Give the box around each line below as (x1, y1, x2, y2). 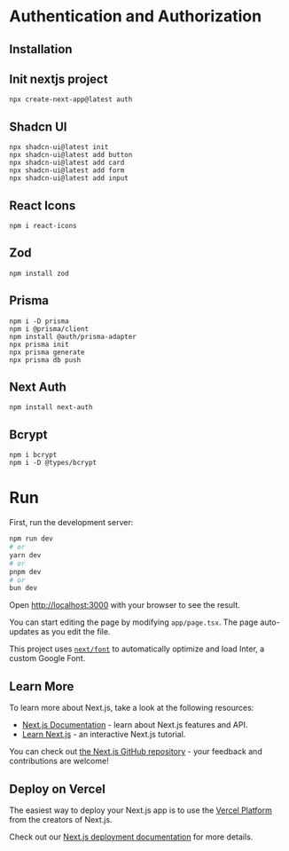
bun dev (9, 584, 38, 593)
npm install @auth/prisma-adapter (9, 332, 137, 341)
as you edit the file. (41, 626, 111, 637)
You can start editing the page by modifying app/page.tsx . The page (9, 617, 259, 627)
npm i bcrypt (9, 451, 58, 460)
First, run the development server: (9, 517, 134, 528)
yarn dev (9, 550, 42, 560)
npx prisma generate (9, 348, 86, 357)
